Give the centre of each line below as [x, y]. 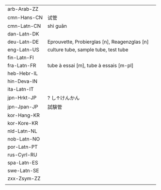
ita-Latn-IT [21, 89]
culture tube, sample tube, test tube [88, 50]
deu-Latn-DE [23, 42]
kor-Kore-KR [23, 123]
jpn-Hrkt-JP [22, 98]
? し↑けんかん [64, 98]
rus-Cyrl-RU [22, 155]
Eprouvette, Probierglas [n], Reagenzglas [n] [98, 42]
